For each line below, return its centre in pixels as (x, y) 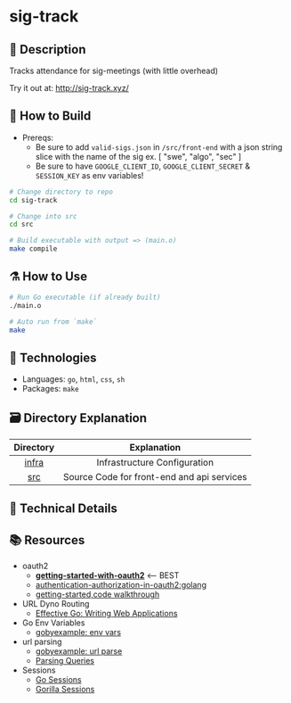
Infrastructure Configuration (155, 463)
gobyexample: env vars (78, 633)
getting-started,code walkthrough (97, 594)
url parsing (42, 642)
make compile (33, 249)
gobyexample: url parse (79, 651)
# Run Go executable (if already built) (85, 297)
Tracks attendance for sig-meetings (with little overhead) (114, 70)
